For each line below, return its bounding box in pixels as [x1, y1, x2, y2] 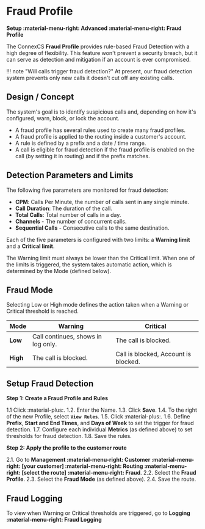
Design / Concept [6, 92, 74, 102]
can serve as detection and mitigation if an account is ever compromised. [6, 56, 191, 63]
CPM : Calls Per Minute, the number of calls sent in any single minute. [15, 198, 189, 205]
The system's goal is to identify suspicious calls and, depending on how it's [6, 108, 196, 115]
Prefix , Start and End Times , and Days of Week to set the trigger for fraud [6, 420, 194, 427]
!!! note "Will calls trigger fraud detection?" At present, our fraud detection [6, 67, 193, 75]
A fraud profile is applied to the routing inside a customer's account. [15, 133, 187, 140]
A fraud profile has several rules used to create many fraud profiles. [15, 126, 186, 134]
